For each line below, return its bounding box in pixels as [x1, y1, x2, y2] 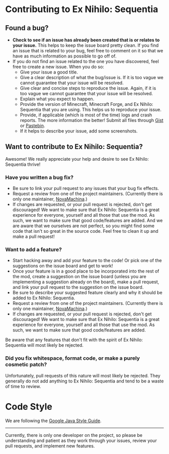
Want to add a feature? [5, 246, 62, 253]
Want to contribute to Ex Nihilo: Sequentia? [5, 143, 143, 151]
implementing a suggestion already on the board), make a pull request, [12, 279, 159, 285]
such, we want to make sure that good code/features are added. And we [12, 218, 163, 224]
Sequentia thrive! [5, 161, 41, 167]
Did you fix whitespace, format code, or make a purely [5, 355, 140, 362]
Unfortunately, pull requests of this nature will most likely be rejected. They [5, 372, 161, 378]
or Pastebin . [20, 122, 45, 128]
